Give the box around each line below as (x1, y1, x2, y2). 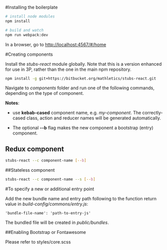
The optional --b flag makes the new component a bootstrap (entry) (12, 125, 153, 131)
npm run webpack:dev (5, 32, 49, 37)
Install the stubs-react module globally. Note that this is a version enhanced (5, 61, 162, 67)
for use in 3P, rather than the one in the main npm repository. (5, 66, 132, 72)
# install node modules (5, 14, 55, 19)
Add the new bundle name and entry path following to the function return (5, 195, 157, 201)
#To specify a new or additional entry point (5, 186, 95, 192)
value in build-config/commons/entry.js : (5, 201, 89, 207)
